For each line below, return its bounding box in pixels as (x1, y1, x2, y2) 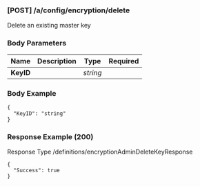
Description (37, 56, 77, 65)
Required (108, 56, 139, 65)
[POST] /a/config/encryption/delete (7, 6, 130, 15)
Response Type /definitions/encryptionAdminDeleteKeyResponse (7, 147, 193, 156)
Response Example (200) (7, 132, 94, 141)
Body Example (7, 88, 57, 98)
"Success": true (13, 167, 60, 174)
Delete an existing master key (7, 21, 91, 30)
